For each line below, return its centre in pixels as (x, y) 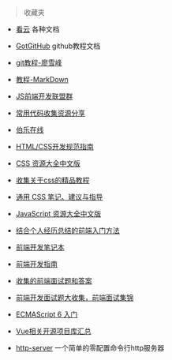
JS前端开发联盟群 (44, 96)
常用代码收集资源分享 (50, 113)
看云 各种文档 (37, 29)
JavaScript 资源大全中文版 (58, 214)
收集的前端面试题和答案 (54, 281)
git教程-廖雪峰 (39, 63)
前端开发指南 (36, 264)
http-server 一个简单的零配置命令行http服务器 (90, 348)
